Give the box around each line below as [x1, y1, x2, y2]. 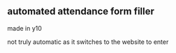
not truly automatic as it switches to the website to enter [7, 38, 169, 46]
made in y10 [7, 24, 42, 32]
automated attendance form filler [7, 6, 155, 17]
